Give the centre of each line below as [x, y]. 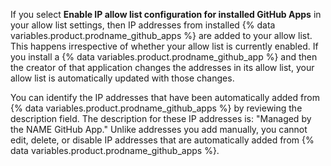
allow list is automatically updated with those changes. [122, 78]
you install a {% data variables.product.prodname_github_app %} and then [164, 57]
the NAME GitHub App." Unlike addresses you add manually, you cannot [159, 129]
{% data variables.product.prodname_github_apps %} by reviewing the [156, 108]
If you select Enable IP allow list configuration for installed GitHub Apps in [166, 14]
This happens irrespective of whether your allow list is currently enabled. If [164, 46]
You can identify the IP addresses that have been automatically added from [165, 97]
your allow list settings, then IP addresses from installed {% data [143, 25]
